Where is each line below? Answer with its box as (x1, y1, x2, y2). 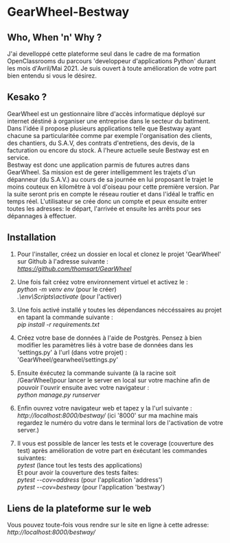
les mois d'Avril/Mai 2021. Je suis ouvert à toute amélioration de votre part (7, 65, 217, 72)
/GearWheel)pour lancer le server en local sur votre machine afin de (16, 376, 211, 384)
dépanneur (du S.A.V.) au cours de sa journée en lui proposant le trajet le (7, 175, 214, 183)
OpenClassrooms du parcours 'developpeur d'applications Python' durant (7, 57, 216, 65)
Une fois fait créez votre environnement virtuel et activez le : (16, 277, 188, 286)
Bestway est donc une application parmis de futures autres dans (7, 161, 190, 169)
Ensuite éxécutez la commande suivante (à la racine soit (16, 369, 176, 377)
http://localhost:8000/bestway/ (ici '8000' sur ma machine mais (16, 411, 198, 419)
